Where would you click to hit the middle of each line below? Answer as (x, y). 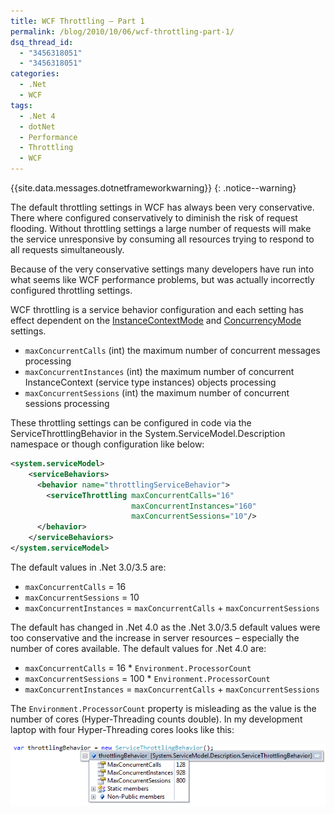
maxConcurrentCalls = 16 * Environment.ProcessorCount (138, 667)
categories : (35, 74)
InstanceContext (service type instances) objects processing (150, 382)
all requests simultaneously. (67, 249)
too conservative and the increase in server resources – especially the (155, 637)
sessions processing (67, 403)
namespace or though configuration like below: (107, 444)
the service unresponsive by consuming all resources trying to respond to (162, 239)
